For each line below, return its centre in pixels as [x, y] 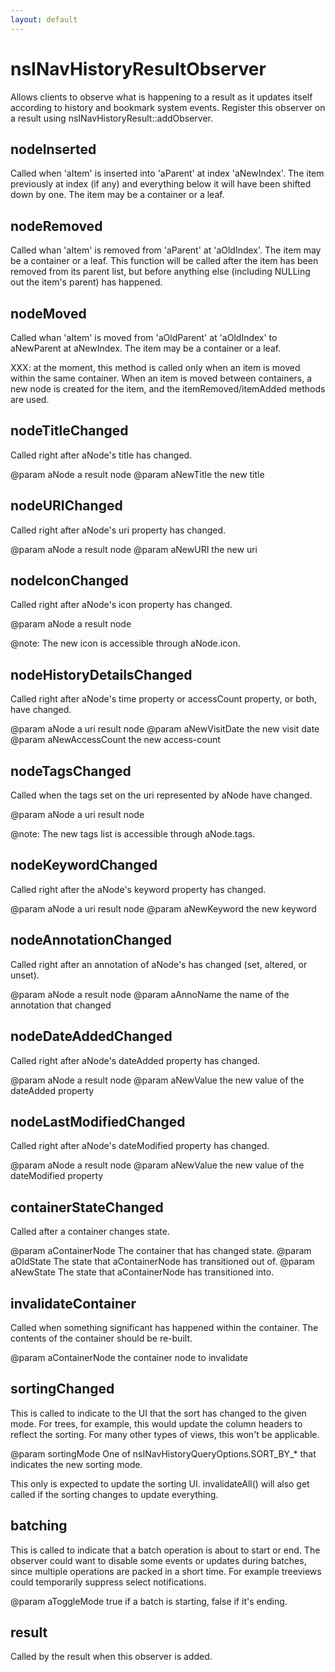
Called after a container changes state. [90, 1232]
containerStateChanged [87, 1207]
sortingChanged [62, 1389]
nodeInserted [53, 149]
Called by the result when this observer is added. [111, 1657]
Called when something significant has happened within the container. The [164, 1327]
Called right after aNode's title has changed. [101, 455]
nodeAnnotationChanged [91, 940]
